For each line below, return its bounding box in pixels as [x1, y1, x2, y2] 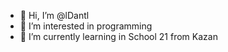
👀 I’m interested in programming [19, 20, 153, 32]
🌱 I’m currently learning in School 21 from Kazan [19, 31, 218, 42]
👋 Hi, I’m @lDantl [19, 10, 90, 21]
